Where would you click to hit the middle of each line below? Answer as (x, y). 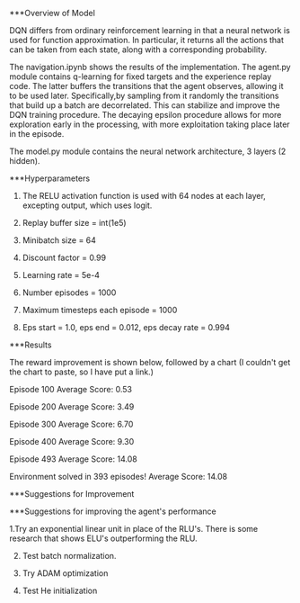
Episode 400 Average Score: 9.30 (72, 441)
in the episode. (37, 134)
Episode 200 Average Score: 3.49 (72, 407)
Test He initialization (60, 590)
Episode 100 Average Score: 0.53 (71, 389)
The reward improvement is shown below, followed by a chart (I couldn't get (150, 362)
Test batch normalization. (69, 556)
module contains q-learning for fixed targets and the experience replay (141, 76)
